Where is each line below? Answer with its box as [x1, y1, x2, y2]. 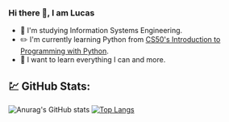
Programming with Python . [19, 46, 109, 56]
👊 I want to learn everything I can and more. [19, 55, 166, 65]
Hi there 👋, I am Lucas [8, 7, 95, 19]
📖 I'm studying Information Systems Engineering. [19, 26, 183, 36]
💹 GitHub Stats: [8, 79, 91, 93]
